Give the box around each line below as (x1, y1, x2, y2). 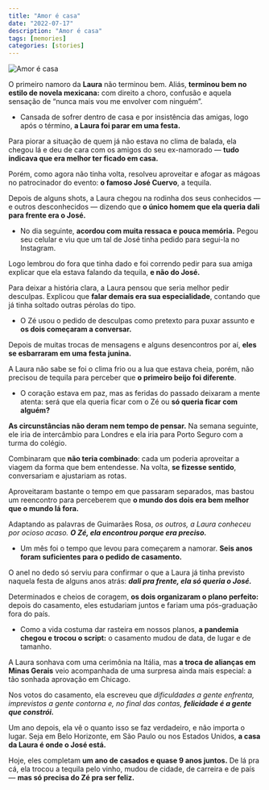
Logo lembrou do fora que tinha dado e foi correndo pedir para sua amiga (8, 259, 253, 268)
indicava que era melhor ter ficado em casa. (8, 154, 159, 164)
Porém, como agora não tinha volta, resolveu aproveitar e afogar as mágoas (8, 169, 260, 179)
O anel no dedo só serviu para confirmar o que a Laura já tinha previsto (8, 568, 246, 577)
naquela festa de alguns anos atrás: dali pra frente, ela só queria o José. (8, 576, 252, 586)
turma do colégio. (8, 439, 67, 448)
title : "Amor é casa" (8, 11, 81, 20)
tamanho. (19, 642, 52, 651)
